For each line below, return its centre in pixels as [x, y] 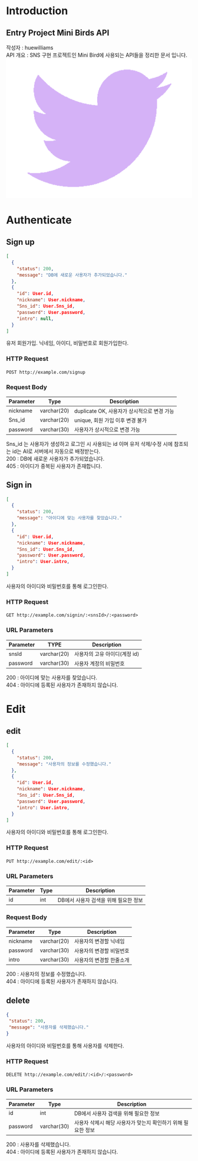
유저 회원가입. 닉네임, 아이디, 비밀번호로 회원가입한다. [67, 343]
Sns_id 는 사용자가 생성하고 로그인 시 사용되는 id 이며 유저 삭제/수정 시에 [89, 444]
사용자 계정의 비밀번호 [100, 663]
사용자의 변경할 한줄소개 [102, 960]
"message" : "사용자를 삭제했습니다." [49, 1027]
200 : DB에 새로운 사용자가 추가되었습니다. [55, 458]
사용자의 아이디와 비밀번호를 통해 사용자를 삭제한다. [65, 1046]
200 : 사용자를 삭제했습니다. [38, 1144]
